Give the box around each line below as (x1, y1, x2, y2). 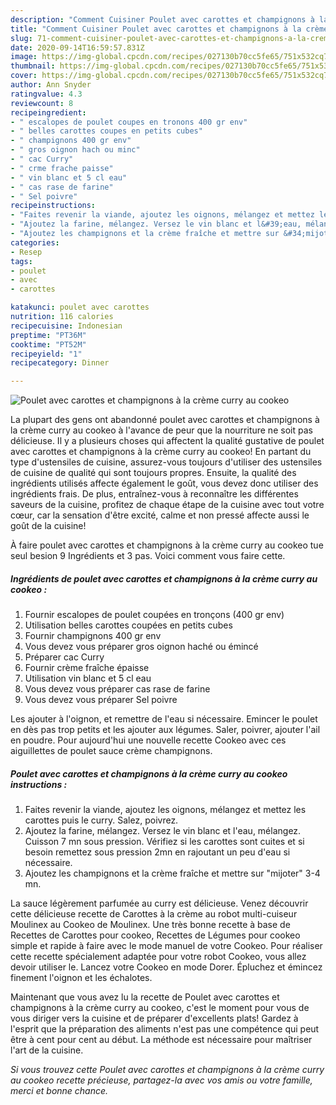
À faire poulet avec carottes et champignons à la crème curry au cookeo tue (10, 539, 324, 551)
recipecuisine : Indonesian (10, 321, 123, 331)
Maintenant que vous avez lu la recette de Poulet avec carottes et (10, 991, 280, 1003)
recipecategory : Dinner (10, 358, 110, 368)
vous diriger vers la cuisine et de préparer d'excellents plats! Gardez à (10, 1012, 299, 1025)
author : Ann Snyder (10, 80, 92, 90)
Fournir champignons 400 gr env (24, 630, 162, 642)
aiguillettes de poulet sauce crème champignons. (10, 745, 213, 757)
